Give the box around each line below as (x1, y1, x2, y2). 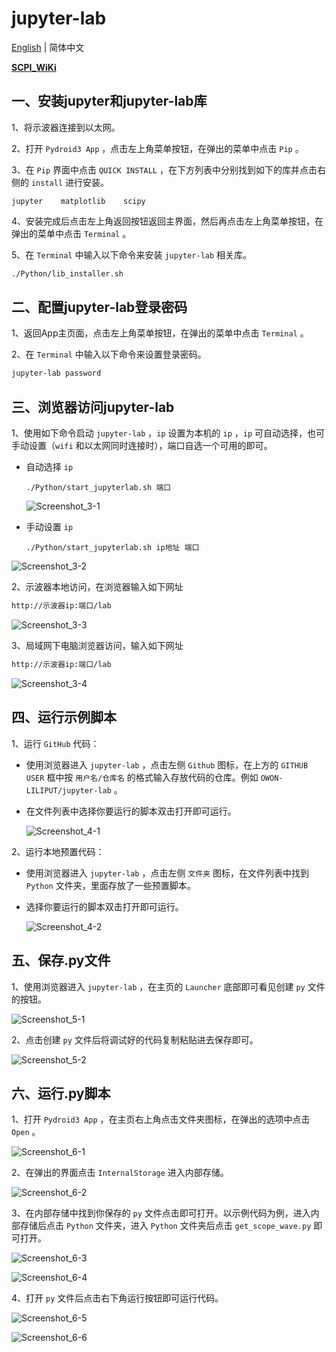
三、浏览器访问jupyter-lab (11, 398, 175, 416)
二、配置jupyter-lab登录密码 (11, 299, 188, 316)
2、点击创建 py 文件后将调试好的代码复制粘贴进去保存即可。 (11, 1033, 259, 1046)
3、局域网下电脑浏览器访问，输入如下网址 (11, 640, 184, 651)
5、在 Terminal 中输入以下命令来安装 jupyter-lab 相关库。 (11, 248, 253, 261)
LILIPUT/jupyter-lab (25, 785, 112, 796)
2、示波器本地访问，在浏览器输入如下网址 (11, 581, 184, 593)
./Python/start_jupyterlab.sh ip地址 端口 (25, 543, 200, 553)
